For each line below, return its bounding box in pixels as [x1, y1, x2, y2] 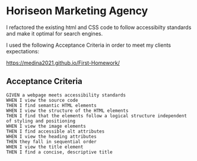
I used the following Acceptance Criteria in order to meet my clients [6, 41, 171, 49]
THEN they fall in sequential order [6, 139, 97, 144]
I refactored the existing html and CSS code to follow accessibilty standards [6, 24, 192, 31]
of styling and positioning [6, 118, 76, 124]
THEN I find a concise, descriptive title [6, 149, 113, 155]
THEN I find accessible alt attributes [6, 128, 105, 134]
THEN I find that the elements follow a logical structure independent [6, 112, 187, 119]
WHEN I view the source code [6, 97, 78, 103]
